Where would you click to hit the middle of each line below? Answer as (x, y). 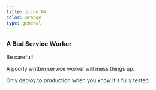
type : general (24, 23)
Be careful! (20, 57)
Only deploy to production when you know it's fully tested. (78, 80)
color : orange (24, 17)
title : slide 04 (26, 12)
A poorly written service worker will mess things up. (70, 68)
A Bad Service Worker (39, 44)
